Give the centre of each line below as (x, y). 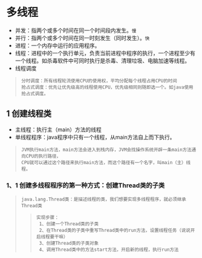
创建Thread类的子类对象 (72, 243)
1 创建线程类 (29, 114)
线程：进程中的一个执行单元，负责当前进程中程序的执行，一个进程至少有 (105, 53)
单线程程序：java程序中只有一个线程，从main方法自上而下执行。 (95, 137)
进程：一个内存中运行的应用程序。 (57, 45)
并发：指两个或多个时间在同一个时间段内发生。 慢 (76, 30)
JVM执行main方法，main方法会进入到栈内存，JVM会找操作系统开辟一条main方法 (106, 150)
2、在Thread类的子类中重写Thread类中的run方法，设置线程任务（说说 (115, 231)
